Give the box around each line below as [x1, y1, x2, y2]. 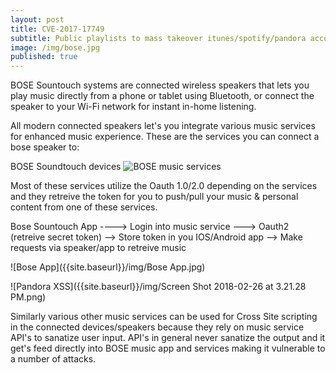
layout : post [10, 14, 65, 25]
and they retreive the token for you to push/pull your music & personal [10, 191, 299, 203]
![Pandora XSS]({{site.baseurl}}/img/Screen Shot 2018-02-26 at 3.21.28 [10, 281, 307, 293]
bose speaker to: [10, 141, 80, 153]
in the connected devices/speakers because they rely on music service [10, 321, 305, 333]
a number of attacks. [10, 353, 97, 365]
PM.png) [10, 291, 47, 303]
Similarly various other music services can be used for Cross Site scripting [10, 311, 318, 323]
